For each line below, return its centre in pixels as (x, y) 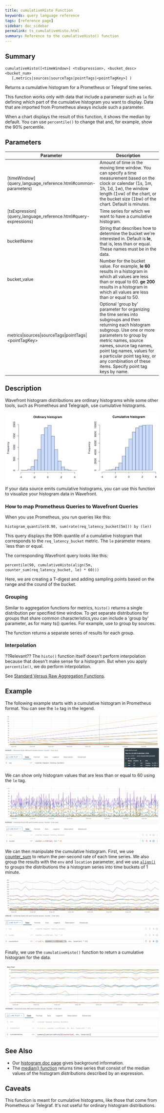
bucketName (20, 241)
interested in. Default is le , (126, 238)
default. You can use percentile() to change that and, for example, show (79, 122)
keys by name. (114, 372)
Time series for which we (125, 211)
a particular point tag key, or (128, 356)
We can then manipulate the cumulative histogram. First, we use (70, 851)
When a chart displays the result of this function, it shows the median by (78, 116)
